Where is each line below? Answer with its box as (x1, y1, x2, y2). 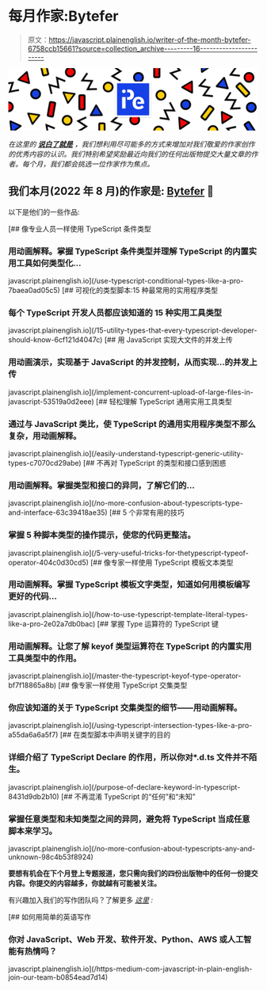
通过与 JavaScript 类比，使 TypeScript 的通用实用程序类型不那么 (8, 418, 256, 429)
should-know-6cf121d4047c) (8, 335, 103, 345)
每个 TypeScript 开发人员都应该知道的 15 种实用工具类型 (8, 307, 223, 318)
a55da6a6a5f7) (8, 730, 59, 740)
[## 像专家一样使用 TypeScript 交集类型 (58, 680, 188, 690)
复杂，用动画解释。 (8, 430, 82, 441)
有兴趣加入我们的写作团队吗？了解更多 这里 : (8, 896, 153, 905)
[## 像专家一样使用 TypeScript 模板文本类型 (90, 558, 234, 567)
